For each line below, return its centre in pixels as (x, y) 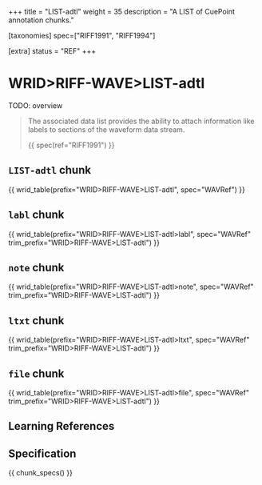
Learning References (62, 426)
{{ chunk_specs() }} (41, 473)
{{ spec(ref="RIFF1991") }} (71, 145)
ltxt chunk (36, 321)
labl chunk (36, 215)
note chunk (36, 267)
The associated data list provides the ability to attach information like (141, 121)
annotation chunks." (41, 20)
